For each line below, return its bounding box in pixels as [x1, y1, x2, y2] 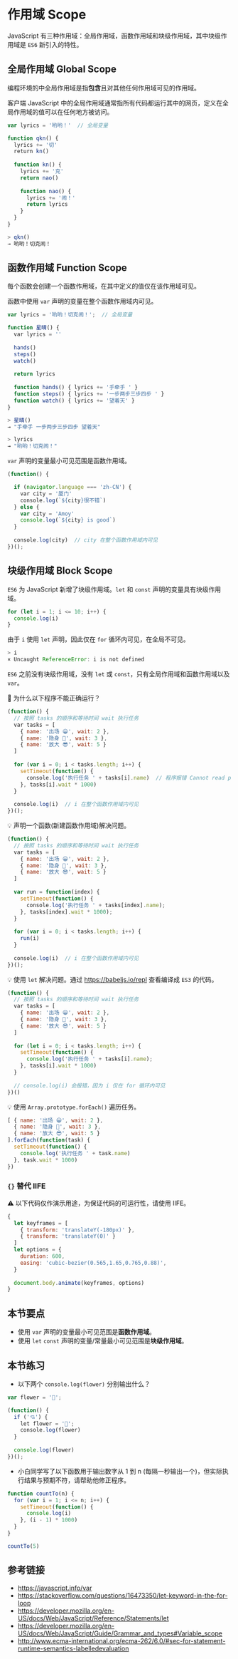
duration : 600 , [20, 1253, 65, 1260]
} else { [13, 503, 40, 510]
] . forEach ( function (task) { [7, 1137, 91, 1144]
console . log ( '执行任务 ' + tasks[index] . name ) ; [26, 901, 166, 909]
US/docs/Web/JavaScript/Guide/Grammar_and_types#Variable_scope [17, 1629, 222, 1638]
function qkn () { [7, 135, 59, 142]
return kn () [13, 148, 50, 155]
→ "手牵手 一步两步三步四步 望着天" [7, 423, 101, 430]
